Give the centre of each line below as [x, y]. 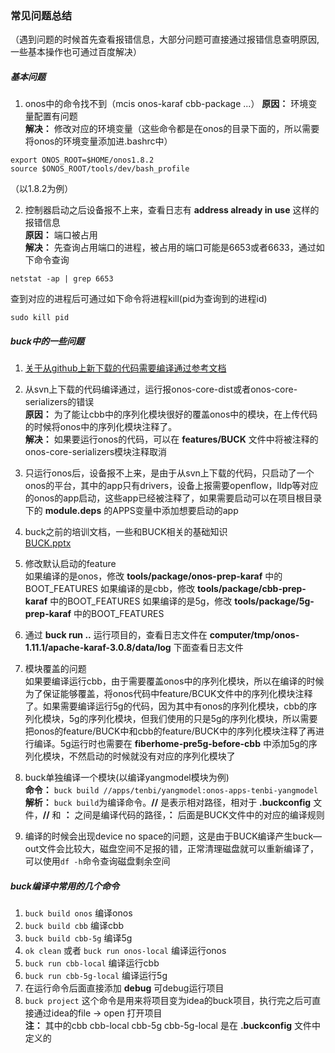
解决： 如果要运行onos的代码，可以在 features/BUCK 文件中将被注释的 [171, 439]
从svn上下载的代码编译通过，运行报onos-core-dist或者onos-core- [161, 389]
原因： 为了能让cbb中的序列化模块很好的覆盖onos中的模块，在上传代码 [171, 414]
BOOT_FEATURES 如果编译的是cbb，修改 [110, 589]
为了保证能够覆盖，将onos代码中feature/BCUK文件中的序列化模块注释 [168, 694]
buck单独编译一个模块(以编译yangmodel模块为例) [127, 778]
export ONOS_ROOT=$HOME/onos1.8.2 [82, 160]
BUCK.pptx [48, 543]
